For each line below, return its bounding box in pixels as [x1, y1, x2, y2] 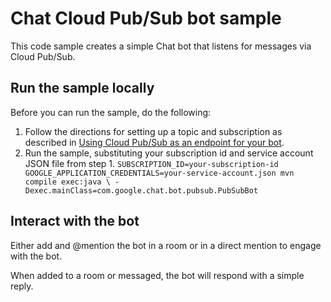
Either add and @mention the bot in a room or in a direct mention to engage [10, 239, 322, 251]
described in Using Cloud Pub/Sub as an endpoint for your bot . [24, 136, 285, 148]
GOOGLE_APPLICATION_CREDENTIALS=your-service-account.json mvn [24, 168, 295, 178]
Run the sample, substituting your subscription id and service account [24, 147, 314, 159]
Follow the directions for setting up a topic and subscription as [24, 125, 283, 137]
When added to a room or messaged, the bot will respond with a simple [10, 269, 305, 281]
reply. [10, 280, 34, 292]
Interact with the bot [10, 213, 140, 230]
